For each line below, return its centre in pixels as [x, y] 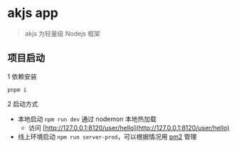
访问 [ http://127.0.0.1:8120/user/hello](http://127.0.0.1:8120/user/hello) [129, 127]
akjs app [33, 13]
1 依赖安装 [22, 76]
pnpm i [17, 90]
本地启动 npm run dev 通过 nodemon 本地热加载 [87, 119]
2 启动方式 [23, 103]
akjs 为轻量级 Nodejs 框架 [63, 33]
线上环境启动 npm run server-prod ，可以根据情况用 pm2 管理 [107, 137]
